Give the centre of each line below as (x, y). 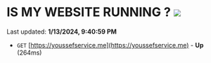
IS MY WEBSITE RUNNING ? (89, 12)
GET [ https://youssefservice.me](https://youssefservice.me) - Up (110, 45)
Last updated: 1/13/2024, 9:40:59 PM (62, 31)
